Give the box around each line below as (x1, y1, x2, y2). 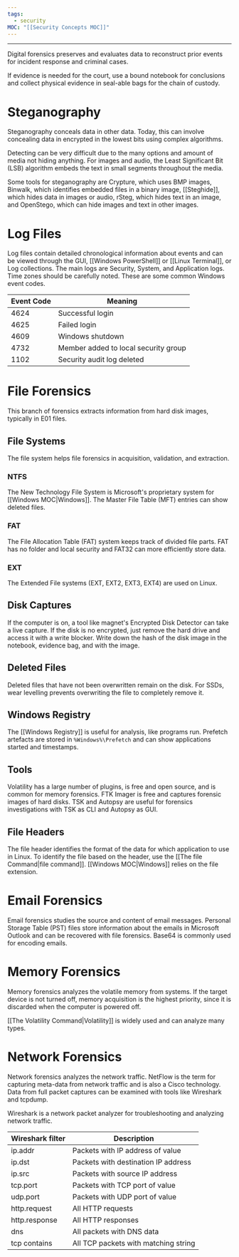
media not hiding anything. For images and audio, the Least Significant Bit (7, 156, 223, 165)
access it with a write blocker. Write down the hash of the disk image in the (7, 633, 228, 642)
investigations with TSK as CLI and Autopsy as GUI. (7, 805, 159, 814)
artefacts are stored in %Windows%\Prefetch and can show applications (7, 735, 211, 744)
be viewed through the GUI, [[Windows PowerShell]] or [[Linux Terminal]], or (7, 257, 232, 265)
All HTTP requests (72, 1203, 134, 1213)
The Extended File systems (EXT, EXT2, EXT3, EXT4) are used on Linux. (7, 578, 218, 587)
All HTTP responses (72, 1215, 139, 1225)
